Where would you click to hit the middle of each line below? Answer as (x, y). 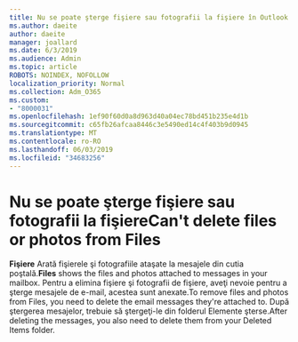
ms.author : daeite (43, 26)
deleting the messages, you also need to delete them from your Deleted (141, 321)
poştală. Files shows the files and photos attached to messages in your (139, 274)
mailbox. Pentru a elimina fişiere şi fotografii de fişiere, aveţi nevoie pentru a (148, 283)
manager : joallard (43, 42)
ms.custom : (29, 100)
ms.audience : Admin (45, 59)
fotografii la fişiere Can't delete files (143, 221)
